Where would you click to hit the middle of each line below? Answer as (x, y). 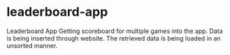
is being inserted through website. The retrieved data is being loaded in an (114, 38)
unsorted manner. (32, 45)
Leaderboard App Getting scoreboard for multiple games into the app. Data (115, 31)
